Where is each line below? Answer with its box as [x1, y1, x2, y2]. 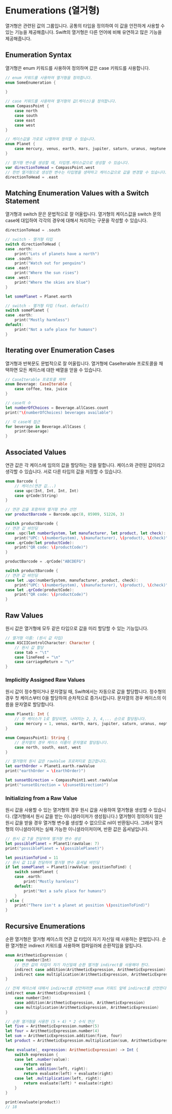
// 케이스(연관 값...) [14, 483, 56, 488]
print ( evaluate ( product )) [5, 1099, 60, 1105]
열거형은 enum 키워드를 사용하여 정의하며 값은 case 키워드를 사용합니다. [5, 65, 150, 71]
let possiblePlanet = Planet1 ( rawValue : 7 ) [5, 841, 100, 846]
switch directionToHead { [5, 242, 60, 247]
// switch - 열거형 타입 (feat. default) [5, 303, 90, 308]
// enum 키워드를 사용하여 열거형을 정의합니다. [5, 75, 93, 80]
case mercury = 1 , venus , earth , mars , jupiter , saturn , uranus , [14, 721, 157, 727]
